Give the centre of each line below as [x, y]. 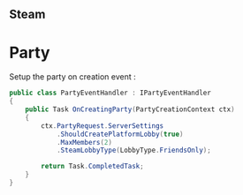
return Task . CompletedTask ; [92, 167]
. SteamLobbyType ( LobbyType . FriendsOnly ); [134, 150]
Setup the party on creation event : [73, 77]
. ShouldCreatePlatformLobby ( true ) [120, 134]
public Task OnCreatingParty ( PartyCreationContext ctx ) [130, 109]
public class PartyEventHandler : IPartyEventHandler [110, 93]
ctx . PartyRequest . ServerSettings [103, 126]
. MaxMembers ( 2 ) [84, 142]
